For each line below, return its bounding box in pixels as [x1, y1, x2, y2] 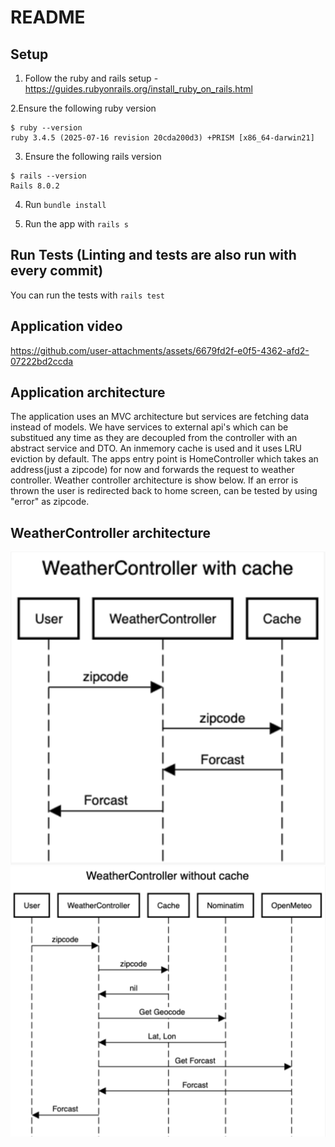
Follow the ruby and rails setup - [24, 72, 159, 84]
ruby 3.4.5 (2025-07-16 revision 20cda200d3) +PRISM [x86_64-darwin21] [10, 133, 315, 143]
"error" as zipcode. [10, 496, 90, 508]
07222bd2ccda [10, 355, 74, 367]
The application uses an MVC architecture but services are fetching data [10, 411, 310, 423]
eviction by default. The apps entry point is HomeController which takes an [10, 453, 319, 465]
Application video [10, 318, 123, 335]
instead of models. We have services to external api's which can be [10, 421, 289, 433]
